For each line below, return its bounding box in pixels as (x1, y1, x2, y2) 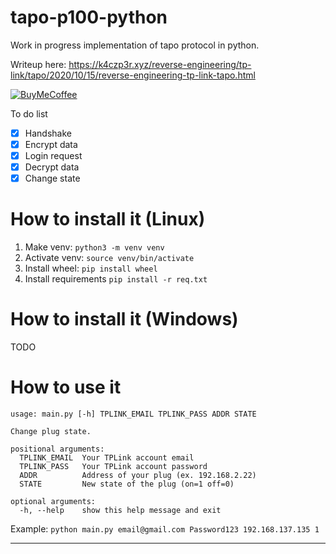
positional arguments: (10, 444, 105, 455)
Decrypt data (24, 161, 80, 173)
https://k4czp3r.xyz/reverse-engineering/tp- (68, 58, 252, 70)
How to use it (10, 376, 122, 399)
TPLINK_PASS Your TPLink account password (19, 462, 208, 472)
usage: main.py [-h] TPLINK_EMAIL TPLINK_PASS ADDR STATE (10, 409, 257, 420)
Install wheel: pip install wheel (24, 262, 158, 275)
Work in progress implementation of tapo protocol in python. (10, 39, 260, 51)
